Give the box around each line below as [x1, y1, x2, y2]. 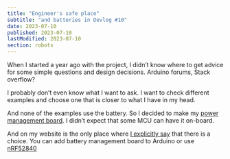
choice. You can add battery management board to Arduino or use [7, 137, 194, 145]
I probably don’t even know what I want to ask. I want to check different [7, 88, 209, 97]
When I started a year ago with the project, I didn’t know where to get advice [7, 61, 224, 69]
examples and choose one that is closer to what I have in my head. [7, 96, 196, 103]
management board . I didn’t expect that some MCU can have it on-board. [7, 117, 215, 124]
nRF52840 [7, 145, 37, 152]
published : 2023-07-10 [7, 29, 72, 36]
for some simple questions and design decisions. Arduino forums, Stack [7, 68, 211, 76]
